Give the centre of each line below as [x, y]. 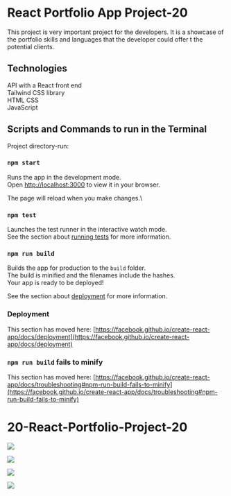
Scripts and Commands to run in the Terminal [107, 129]
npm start [24, 163]
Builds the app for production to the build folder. [77, 268]
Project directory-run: [38, 146]
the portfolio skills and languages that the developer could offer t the [105, 39]
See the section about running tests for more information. [89, 237]
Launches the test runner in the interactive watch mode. [87, 230]
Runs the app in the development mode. [64, 177]
